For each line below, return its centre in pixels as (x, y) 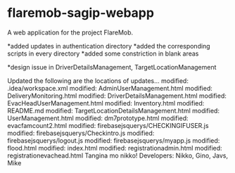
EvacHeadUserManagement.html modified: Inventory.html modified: (106, 103)
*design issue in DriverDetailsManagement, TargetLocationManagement (112, 67)
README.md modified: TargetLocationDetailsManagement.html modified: (114, 110)
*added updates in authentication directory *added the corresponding (109, 46)
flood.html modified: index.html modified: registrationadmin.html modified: (115, 148)
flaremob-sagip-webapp (81, 13)
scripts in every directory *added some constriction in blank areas (103, 53)
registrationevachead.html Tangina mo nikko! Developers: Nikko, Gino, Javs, (118, 155)
